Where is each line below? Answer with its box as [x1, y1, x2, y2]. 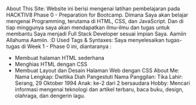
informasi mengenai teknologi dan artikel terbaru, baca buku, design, [14, 86, 184, 93]
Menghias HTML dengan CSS [14, 61, 88, 68]
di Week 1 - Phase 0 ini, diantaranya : [21, 43, 112, 50]
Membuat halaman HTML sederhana [14, 55, 105, 61]
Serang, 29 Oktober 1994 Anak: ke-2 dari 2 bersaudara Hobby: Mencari [14, 79, 190, 87]
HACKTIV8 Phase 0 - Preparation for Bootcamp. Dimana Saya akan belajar [6, 11, 189, 18]
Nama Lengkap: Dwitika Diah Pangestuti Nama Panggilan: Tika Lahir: [14, 74, 183, 80]
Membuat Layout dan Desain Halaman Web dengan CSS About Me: [14, 67, 179, 74]
